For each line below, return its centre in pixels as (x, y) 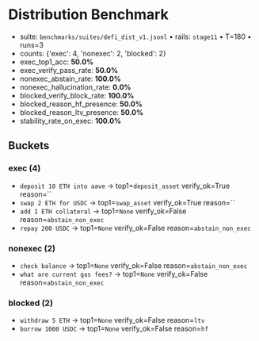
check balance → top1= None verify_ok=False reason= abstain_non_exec (133, 265)
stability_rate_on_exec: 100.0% (70, 121)
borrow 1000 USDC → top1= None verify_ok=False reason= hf (114, 329)
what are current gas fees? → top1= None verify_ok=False (114, 274)
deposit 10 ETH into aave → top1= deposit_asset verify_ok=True (125, 186)
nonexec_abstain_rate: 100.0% (70, 79)
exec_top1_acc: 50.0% (57, 62)
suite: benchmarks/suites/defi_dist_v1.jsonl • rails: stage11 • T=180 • (135, 36)
